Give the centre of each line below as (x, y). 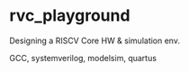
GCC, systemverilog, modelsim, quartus (83, 58)
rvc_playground (70, 16)
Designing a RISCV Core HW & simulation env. (94, 40)
